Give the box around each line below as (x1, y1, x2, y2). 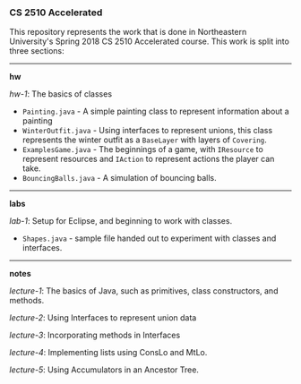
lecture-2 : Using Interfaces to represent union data (9, 312, 197, 323)
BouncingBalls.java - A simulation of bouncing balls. (21, 173, 217, 183)
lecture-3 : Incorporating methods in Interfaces (9, 329, 181, 341)
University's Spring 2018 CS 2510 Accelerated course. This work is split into (9, 36, 289, 47)
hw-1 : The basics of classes (9, 89, 113, 99)
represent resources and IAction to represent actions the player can (21, 154, 275, 165)
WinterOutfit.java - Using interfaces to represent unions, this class (21, 125, 273, 136)
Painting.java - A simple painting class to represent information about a (21, 106, 289, 117)
